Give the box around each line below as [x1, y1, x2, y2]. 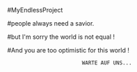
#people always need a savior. [7, 19, 95, 27]
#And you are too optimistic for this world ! [7, 46, 130, 54]
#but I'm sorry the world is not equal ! [7, 33, 115, 41]
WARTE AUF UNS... [81, 60, 132, 66]
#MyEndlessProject [7, 6, 63, 14]
